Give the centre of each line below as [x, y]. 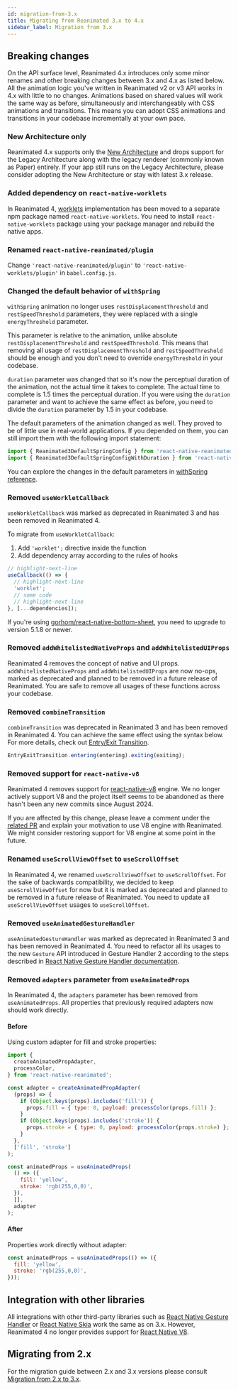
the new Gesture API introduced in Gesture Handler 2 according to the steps [118, 953]
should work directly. [38, 1010]
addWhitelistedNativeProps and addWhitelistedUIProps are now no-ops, [113, 670]
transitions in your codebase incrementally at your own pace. [97, 119]
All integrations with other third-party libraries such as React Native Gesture [118, 1317]
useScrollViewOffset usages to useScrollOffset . [78, 905]
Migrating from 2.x [50, 1354]
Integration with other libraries [76, 1299]
